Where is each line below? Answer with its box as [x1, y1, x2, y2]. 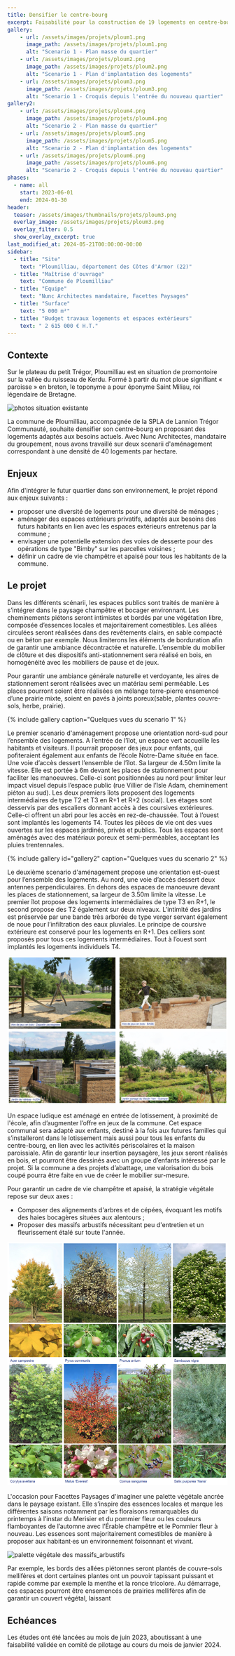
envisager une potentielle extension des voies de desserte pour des [17, 537, 213, 545]
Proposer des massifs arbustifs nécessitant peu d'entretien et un [17, 1221, 204, 1229]
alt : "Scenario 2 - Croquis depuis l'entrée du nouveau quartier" [25, 167, 224, 174]
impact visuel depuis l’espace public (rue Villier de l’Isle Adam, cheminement [7, 781, 228, 789]
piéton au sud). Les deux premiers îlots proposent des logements [7, 788, 195, 797]
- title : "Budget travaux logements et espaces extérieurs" [13, 314, 192, 322]
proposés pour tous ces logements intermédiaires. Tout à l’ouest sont [7, 934, 207, 943]
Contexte [7, 349, 49, 361]
